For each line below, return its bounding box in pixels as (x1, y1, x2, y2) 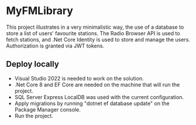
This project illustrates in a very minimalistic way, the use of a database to (6, 23, 184, 31)
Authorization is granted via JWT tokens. (6, 42, 104, 49)
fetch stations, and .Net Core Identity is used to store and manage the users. (6, 36, 190, 43)
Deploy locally (6, 59, 60, 69)
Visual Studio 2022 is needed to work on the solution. (14, 75, 144, 82)
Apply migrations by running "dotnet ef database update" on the (14, 100, 170, 107)
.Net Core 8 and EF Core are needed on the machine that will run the (14, 81, 180, 88)
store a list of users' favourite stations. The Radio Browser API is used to (6, 29, 180, 36)
